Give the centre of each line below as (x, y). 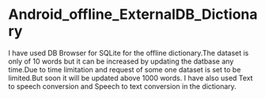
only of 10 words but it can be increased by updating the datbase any (121, 61)
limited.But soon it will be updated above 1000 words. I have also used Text (131, 78)
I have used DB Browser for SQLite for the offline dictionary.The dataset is (129, 53)
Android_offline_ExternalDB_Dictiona (133, 15)
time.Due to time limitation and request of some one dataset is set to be (125, 69)
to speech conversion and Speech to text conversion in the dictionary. (123, 86)
